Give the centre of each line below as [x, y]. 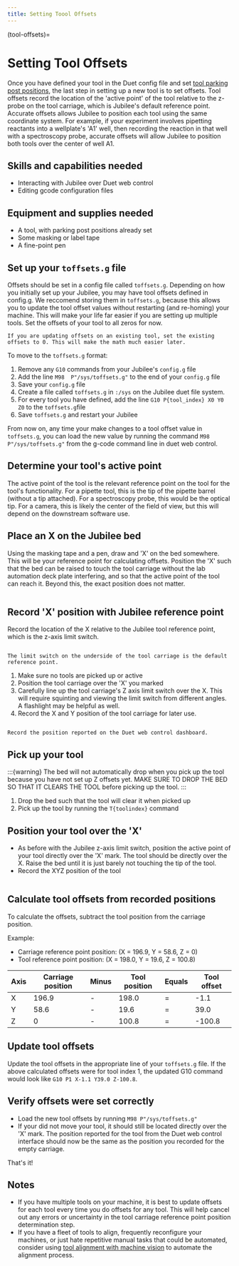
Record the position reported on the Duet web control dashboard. [108, 733]
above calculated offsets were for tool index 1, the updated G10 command [115, 1071]
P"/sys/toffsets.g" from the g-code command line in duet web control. [113, 444]
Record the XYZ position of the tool [69, 871]
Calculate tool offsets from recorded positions [112, 899]
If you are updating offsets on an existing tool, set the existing [111, 336]
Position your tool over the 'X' [75, 831]
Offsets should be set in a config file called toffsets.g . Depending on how [116, 285]
